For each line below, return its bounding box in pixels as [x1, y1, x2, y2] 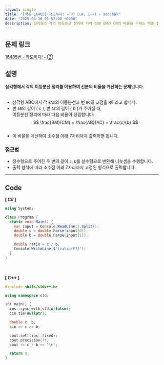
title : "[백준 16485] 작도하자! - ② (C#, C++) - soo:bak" [5, 12, 121, 17]
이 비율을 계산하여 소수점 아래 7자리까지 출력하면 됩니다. [12, 133, 119, 138]
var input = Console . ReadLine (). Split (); [14, 224, 99, 229]
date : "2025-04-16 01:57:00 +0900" [5, 16, 78, 21]
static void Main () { [9, 219, 54, 224]
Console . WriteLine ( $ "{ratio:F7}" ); [14, 247, 86, 251]
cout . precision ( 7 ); [9, 338, 49, 342]
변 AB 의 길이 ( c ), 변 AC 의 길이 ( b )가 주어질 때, [12, 105, 102, 111]
